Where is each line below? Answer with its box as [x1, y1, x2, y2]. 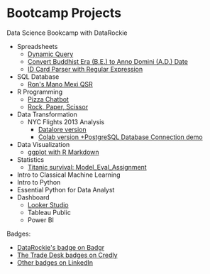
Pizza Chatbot [27, 94, 69, 104]
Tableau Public [27, 208, 72, 217]
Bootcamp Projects [6, 5, 122, 21]
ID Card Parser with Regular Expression [27, 65, 143, 73]
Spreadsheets [16, 42, 58, 50]
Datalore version [38, 125, 87, 133]
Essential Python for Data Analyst [16, 185, 115, 194]
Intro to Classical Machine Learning [16, 170, 121, 179]
